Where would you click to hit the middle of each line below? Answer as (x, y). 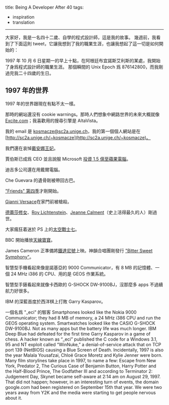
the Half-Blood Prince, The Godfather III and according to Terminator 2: (79, 371)
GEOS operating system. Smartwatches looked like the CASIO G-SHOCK (80, 323)
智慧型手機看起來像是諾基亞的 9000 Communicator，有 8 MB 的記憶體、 (80, 267)
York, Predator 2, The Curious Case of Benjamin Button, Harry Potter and (81, 366)
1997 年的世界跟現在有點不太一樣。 (41, 104)
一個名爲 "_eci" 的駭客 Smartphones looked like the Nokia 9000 (71, 312)
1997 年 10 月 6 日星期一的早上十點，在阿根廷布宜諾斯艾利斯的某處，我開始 (83, 61)
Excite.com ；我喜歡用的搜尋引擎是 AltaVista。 (53, 121)
